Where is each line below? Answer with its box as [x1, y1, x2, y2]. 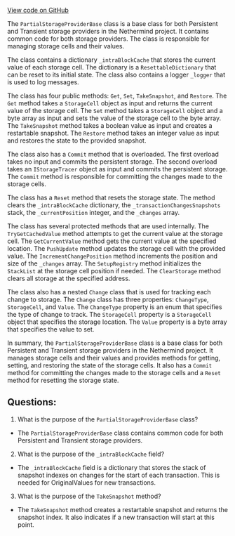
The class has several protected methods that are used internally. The [7, 222, 209, 230]
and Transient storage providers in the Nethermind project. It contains [7, 27, 209, 35]
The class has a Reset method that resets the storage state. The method [7, 193, 215, 202]
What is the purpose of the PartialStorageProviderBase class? [17, 414, 199, 424]
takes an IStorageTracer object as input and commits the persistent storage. [7, 165, 228, 173]
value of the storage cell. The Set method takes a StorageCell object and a [7, 107, 223, 115]
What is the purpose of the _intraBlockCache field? [17, 450, 165, 458]
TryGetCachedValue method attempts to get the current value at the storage [7, 230, 223, 237]
